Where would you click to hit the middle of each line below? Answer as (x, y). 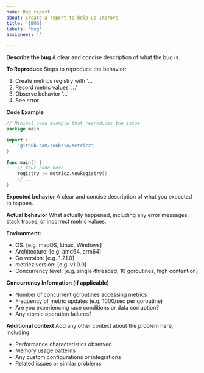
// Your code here (40, 168)
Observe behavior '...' (42, 94)
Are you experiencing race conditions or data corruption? (87, 307)
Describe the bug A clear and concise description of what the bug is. (93, 57)
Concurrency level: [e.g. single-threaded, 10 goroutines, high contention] (107, 271)
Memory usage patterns (45, 350)
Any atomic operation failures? (54, 314)
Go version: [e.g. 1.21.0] (45, 258)
